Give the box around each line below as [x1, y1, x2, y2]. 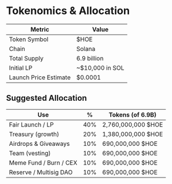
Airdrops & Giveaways [9, 139, 70, 148]
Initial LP [9, 63, 33, 71]
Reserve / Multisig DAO [9, 168, 73, 176]
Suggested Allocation [6, 93, 87, 103]
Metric [30, 25, 50, 33]
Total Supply [9, 54, 44, 62]
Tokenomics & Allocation [6, 4, 130, 18]
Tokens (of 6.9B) [108, 110, 157, 118]
